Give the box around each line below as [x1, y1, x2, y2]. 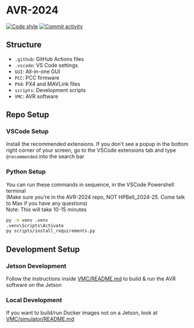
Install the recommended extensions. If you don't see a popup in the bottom [6, 141, 189, 148]
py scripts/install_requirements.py [6, 228, 95, 234]
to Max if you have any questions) [6, 200, 88, 207]
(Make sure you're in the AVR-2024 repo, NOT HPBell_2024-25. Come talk [6, 193, 185, 200]
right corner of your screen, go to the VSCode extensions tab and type [6, 147, 176, 154]
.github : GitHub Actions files [14, 55, 84, 62]
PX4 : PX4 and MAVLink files [14, 80, 81, 87]
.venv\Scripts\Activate [6, 223, 64, 228]
